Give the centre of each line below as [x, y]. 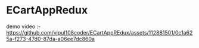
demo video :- [24, 26]
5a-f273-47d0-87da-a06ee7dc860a [51, 39]
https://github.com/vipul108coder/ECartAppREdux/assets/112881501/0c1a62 [99, 32]
